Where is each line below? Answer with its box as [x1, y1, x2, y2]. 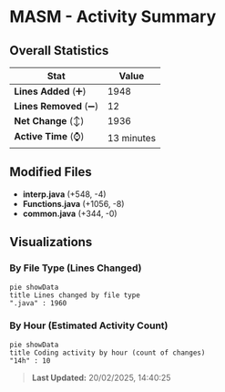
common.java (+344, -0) [22, 208, 118, 219]
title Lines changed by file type [9, 290, 141, 300]
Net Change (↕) [14, 115, 85, 127]
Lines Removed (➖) [14, 100, 98, 112]
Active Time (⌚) [14, 130, 85, 142]
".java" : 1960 [9, 298, 67, 307]
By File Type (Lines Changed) [9, 262, 142, 274]
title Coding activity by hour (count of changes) [9, 348, 206, 357]
